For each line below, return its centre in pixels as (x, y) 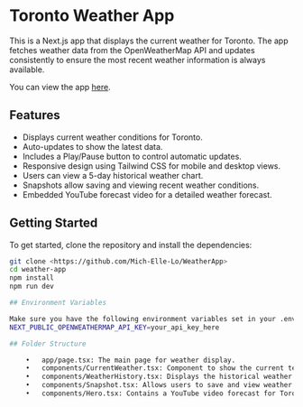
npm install (32, 278)
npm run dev (32, 287)
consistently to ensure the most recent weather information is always (138, 60)
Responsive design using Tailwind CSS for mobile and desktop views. (151, 166)
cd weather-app (38, 270)
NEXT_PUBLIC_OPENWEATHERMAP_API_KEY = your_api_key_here (115, 327)
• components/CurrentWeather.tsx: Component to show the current (155, 368)
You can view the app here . (60, 87)
